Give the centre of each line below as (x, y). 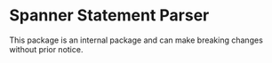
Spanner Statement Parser (109, 16)
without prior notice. (46, 49)
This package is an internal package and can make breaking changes (136, 40)
